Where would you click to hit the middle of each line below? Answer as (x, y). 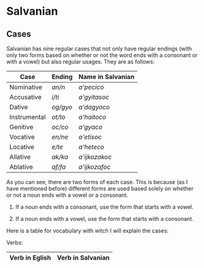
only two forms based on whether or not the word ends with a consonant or (102, 55)
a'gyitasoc (94, 97)
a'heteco (92, 147)
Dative (19, 107)
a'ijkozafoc (95, 167)
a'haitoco (92, 117)
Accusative (25, 97)
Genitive (22, 127)
